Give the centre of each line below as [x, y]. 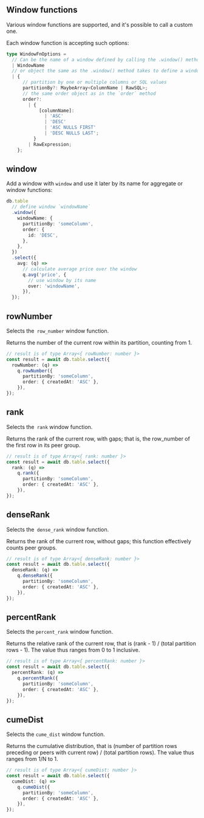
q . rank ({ [28, 473]
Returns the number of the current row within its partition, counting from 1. [99, 342]
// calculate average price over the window [80, 269]
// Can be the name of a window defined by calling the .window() [97, 60]
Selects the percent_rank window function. [60, 632]
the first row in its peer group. [43, 445]
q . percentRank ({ [38, 678]
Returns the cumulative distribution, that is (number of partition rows [92, 746]
